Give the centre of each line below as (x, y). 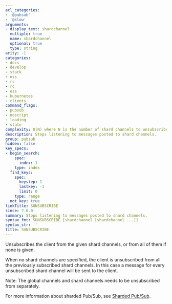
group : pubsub (20, 139)
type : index (27, 167)
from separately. (23, 286)
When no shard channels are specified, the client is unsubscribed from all (83, 259)
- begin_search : (23, 154)
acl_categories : (23, 10)
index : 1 (28, 163)
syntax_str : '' (21, 225)
